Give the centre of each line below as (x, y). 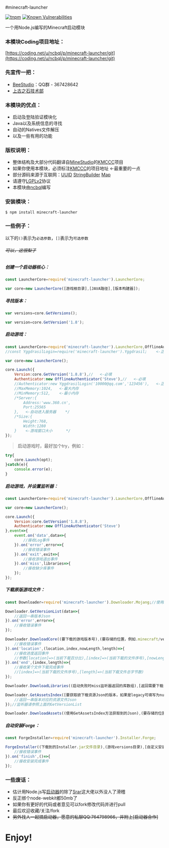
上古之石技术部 (28, 91)
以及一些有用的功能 (32, 136)
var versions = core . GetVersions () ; (41, 313)
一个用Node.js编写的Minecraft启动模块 (45, 27)
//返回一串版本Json (32, 616)
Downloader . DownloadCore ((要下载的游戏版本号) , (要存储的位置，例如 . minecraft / (83, 639)
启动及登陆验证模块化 (34, 117)
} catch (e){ (17, 465)
